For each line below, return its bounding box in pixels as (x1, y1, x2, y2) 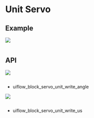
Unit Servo (5, 4, 51, 15)
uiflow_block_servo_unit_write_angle (12, 83, 89, 90)
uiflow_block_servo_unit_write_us (12, 107, 83, 113)
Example (5, 24, 34, 33)
